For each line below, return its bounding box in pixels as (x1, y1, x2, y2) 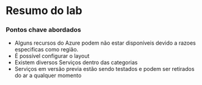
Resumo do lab (5, 4, 83, 18)
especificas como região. (14, 46, 79, 53)
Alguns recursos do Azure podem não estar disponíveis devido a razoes (14, 39, 196, 46)
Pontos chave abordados (5, 26, 82, 34)
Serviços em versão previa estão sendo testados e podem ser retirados (14, 65, 195, 73)
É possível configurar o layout (14, 53, 90, 60)
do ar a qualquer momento (14, 72, 82, 79)
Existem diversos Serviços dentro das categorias (14, 59, 138, 66)
